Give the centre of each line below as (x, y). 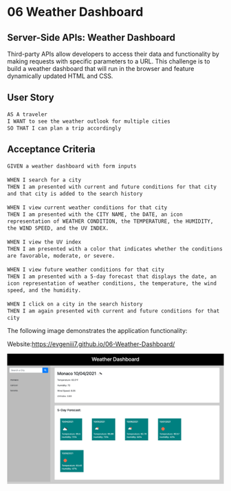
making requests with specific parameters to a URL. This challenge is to (109, 61)
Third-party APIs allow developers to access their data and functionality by (113, 54)
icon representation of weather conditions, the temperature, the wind (112, 283)
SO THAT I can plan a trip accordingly (64, 128)
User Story (31, 98)
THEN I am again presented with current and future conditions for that (113, 311)
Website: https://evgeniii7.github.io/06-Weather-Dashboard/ (91, 344)
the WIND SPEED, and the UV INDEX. (58, 228)
